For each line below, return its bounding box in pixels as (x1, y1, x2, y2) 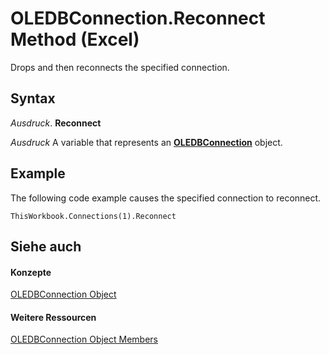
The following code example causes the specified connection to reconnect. (10, 192, 322, 204)
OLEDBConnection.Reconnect (10, 7, 266, 30)
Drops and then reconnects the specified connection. (10, 61, 230, 73)
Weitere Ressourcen (10, 311, 97, 323)
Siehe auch (10, 238, 82, 255)
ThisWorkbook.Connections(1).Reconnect (10, 211, 177, 221)
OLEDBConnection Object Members (10, 333, 159, 346)
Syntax (10, 90, 56, 107)
